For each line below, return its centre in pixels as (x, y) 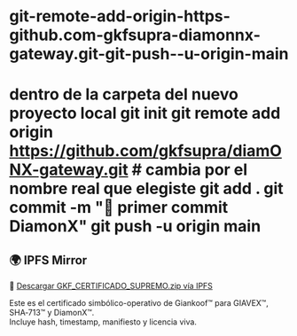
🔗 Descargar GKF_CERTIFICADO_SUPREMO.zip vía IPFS (111, 286)
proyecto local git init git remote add (145, 113)
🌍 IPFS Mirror (48, 260)
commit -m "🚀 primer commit (119, 208)
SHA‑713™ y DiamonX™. (52, 313)
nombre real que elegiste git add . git (146, 189)
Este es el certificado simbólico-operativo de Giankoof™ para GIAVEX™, (139, 303)
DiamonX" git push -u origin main (135, 227)
